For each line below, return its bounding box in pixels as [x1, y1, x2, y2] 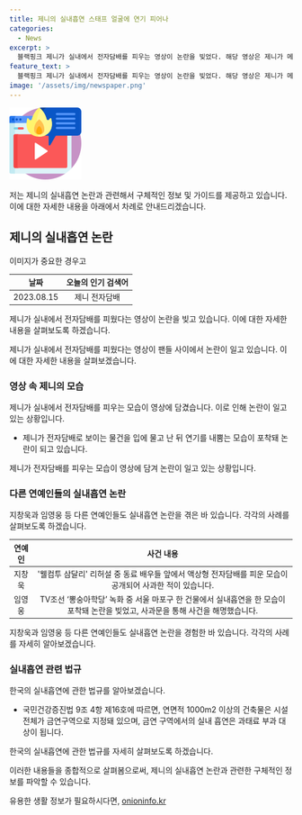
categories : [9, 23, 54, 33]
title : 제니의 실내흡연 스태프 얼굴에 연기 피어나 [9, 14, 169, 23]
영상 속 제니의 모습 [9, 379, 84, 392]
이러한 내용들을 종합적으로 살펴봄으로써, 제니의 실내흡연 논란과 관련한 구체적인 [9, 765, 283, 776]
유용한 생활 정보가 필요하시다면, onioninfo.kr [9, 795, 166, 806]
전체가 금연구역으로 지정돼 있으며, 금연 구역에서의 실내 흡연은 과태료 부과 [22, 716, 277, 727]
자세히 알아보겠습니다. [18, 638, 96, 648]
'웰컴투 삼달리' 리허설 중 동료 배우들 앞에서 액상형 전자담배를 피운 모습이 [37, 568, 289, 580]
